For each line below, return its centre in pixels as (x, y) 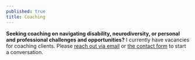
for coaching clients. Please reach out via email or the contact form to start (96, 46)
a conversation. (25, 52)
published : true (26, 11)
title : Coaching (26, 17)
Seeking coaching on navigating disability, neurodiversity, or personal (93, 33)
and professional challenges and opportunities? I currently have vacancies (98, 40)
